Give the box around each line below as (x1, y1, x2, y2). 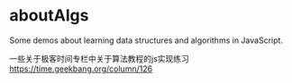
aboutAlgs (9, 5, 89, 26)
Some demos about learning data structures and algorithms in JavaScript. (9, 35, 284, 46)
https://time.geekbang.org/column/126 (9, 63, 153, 74)
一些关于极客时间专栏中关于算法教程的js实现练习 (9, 53, 189, 63)
